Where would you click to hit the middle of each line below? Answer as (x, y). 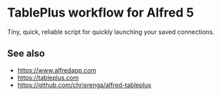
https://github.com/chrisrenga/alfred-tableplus (84, 85)
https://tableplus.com (48, 77)
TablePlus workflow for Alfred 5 (101, 13)
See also (26, 54)
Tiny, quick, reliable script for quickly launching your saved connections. (111, 32)
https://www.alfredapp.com (57, 70)
